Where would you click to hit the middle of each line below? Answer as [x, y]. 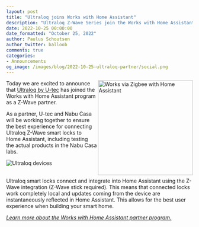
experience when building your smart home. [60, 206]
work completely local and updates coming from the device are [83, 194]
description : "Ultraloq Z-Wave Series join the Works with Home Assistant [100, 23]
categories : [21, 56]
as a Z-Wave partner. [32, 103]
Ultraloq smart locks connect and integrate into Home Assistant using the [96, 181]
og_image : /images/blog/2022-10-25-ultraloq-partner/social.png [87, 67]
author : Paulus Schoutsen [38, 39]
